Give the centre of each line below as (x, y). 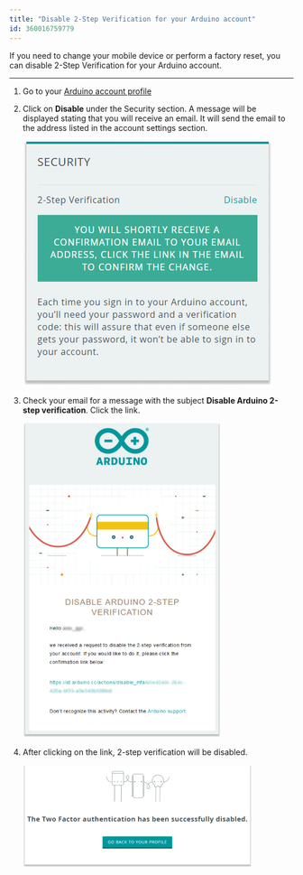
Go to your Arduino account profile (87, 91)
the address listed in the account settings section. (115, 127)
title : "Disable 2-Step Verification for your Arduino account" (133, 19)
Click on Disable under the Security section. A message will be (139, 108)
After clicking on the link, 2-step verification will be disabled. (135, 752)
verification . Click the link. (91, 410)
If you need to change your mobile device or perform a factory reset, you (145, 55)
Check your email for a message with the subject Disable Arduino (145, 400)
